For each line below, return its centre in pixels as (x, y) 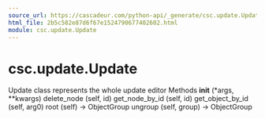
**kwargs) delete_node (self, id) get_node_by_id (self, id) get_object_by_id (128, 99)
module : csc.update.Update (52, 30)
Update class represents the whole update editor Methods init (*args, (121, 90)
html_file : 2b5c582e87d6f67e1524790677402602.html (93, 23)
